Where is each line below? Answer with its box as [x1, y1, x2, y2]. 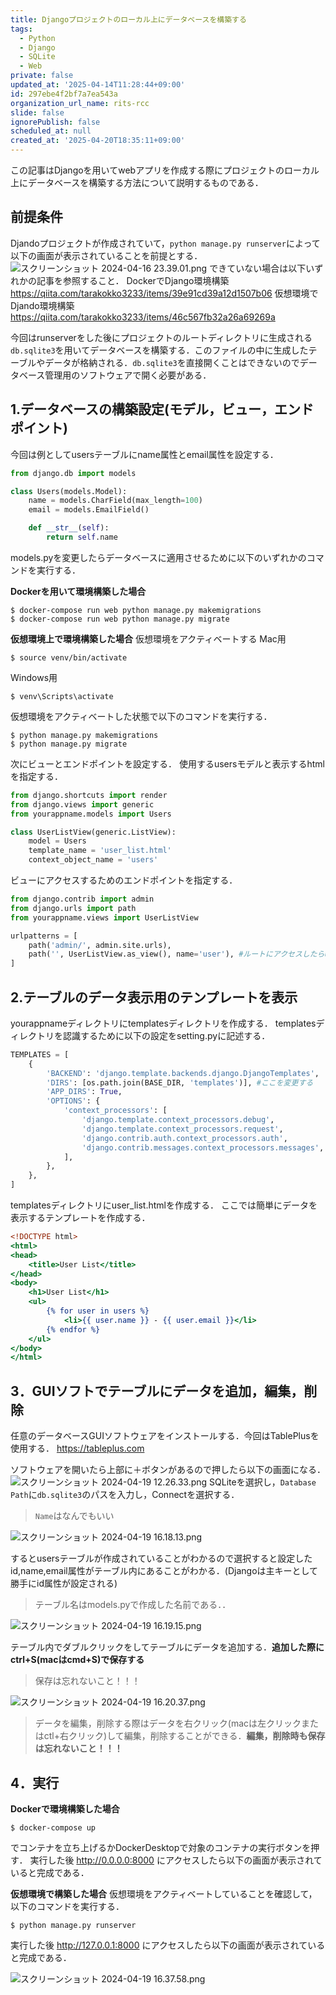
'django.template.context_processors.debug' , [81, 1115, 275, 1125]
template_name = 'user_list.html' [28, 846, 172, 856]
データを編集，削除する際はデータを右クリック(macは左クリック [34, 1717, 302, 1730]
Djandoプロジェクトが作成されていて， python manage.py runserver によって [10, 237, 321, 249]
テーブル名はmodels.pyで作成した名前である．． [34, 1599, 232, 1611]
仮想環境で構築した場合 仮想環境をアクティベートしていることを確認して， [10, 1887, 318, 1900]
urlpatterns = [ [10, 931, 78, 941]
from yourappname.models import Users [10, 809, 172, 819]
